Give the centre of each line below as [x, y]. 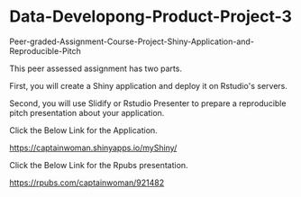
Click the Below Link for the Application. [83, 130]
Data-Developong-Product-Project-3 [151, 17]
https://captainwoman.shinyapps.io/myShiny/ [93, 148]
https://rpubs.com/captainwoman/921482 [87, 183]
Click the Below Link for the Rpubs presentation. [99, 165]
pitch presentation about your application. [87, 112]
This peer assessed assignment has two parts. [96, 68]
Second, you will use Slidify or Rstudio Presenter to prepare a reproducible [148, 103]
